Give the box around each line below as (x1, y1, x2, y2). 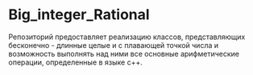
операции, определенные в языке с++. (8, 57, 143, 67)
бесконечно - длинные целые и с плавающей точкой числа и (8, 40, 219, 49)
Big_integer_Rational (8, 6, 151, 24)
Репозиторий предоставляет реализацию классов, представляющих (8, 32, 246, 41)
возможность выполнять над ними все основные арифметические (8, 49, 240, 58)
